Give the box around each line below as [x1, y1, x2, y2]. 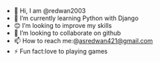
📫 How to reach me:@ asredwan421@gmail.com [13, 37, 153, 45]
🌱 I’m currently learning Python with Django [13, 14, 139, 22]
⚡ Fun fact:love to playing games [13, 47, 108, 55]
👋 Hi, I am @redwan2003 [13, 7, 86, 15]
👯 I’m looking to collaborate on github [13, 29, 122, 37]
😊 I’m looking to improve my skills [13, 22, 113, 29]
